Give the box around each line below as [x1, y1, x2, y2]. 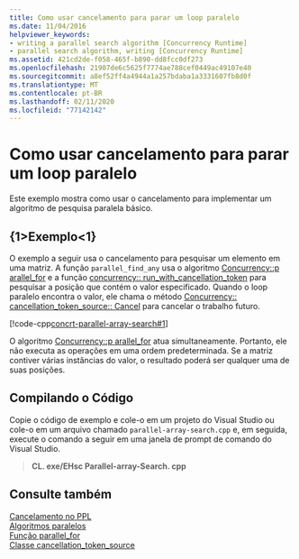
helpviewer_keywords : [9, 30, 91, 39]
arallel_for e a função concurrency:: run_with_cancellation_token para [9, 272, 267, 282]
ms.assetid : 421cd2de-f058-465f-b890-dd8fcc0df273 [9, 55, 204, 64]
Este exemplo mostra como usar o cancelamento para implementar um [9, 193, 272, 204]
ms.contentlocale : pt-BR [9, 88, 103, 97]
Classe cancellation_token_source [9, 539, 135, 550]
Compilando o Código [9, 390, 133, 406]
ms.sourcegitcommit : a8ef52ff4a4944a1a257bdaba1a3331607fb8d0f [9, 72, 252, 81]
